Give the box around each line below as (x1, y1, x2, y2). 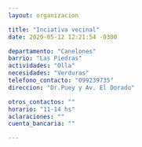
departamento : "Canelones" (8, 47, 96, 55)
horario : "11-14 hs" (8, 105, 76, 113)
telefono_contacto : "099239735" (8, 76, 114, 84)
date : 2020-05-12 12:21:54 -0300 (8, 33, 118, 41)
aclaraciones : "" (8, 112, 65, 120)
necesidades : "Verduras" (8, 69, 89, 77)
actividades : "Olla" (8, 62, 76, 70)
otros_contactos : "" (8, 97, 76, 106)
